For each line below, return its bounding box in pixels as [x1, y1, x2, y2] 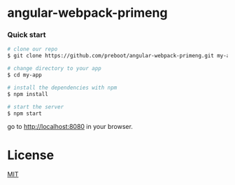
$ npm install [7, 90, 49, 97]
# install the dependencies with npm [7, 84, 117, 91]
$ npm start [7, 110, 42, 117]
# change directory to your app [7, 65, 101, 72]
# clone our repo [7, 46, 58, 53]
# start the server [7, 103, 64, 110]
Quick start [7, 30, 47, 40]
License [7, 147, 55, 163]
